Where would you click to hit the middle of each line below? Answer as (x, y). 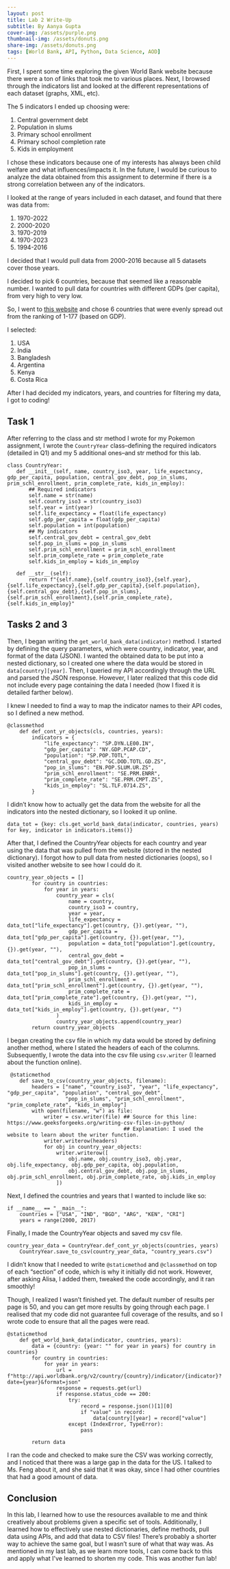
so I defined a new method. (46, 713)
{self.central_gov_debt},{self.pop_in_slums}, (75, 591)
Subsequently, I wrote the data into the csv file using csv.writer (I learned (112, 1055)
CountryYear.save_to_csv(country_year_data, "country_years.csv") (116, 1251)
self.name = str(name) (61, 495)
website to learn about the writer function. (73, 1135)
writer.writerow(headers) (80, 1141)
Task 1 (21, 422)
